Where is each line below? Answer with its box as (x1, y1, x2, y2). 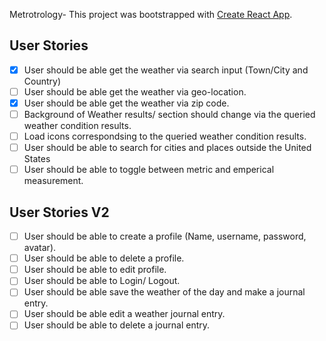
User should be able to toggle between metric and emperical (23, 164, 275, 176)
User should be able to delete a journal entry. (23, 319, 211, 331)
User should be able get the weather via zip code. (23, 97, 230, 109)
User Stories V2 (9, 204, 110, 221)
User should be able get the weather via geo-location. (23, 85, 247, 98)
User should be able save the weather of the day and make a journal (23, 286, 306, 298)
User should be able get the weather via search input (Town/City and (23, 64, 309, 76)
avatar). (23, 242, 57, 254)
